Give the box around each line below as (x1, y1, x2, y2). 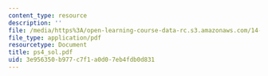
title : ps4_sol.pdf (8, 48, 73, 56)
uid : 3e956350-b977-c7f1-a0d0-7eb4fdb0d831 (8, 56, 156, 64)
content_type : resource (8, 11, 88, 20)
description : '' (8, 19, 62, 27)
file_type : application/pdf (8, 33, 102, 42)
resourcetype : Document (8, 41, 88, 49)
